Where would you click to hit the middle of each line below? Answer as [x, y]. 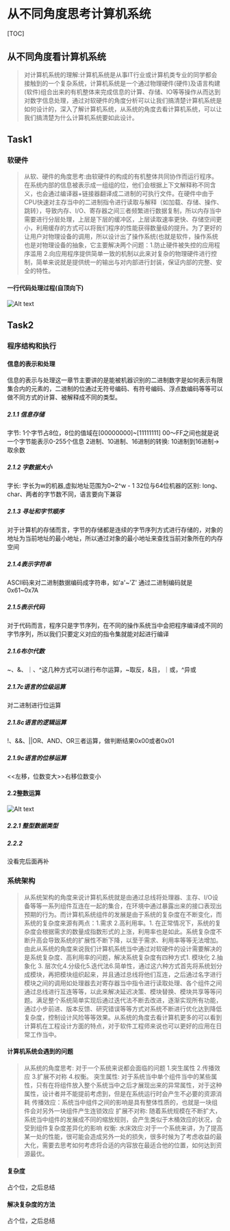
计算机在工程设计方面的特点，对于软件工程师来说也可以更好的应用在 [120, 1026]
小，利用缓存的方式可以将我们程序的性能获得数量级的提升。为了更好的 [123, 228]
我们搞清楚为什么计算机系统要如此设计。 [81, 117]
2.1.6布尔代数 [26, 651]
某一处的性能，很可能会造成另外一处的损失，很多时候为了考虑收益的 [120, 1136]
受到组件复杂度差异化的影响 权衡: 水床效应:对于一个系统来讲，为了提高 [123, 1128]
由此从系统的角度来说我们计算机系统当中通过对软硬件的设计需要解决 [120, 948]
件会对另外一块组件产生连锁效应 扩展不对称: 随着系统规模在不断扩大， [122, 1111]
